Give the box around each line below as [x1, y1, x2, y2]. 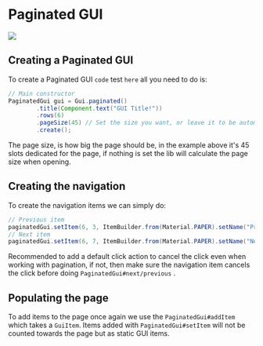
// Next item [8, 230, 51, 239]
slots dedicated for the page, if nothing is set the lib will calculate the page [8, 149, 248, 158]
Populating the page [8, 291, 109, 304]
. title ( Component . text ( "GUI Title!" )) [36, 104, 163, 112]
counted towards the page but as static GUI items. [8, 329, 170, 338]
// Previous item [8, 216, 65, 224]
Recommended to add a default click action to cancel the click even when [8, 252, 247, 261]
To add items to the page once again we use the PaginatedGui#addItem [8, 312, 236, 322]
